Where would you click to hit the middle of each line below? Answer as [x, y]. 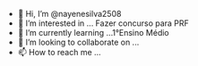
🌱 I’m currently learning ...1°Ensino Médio [94, 33]
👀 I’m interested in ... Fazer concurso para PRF [103, 23]
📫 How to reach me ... [59, 52]
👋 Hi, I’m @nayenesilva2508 [69, 14]
